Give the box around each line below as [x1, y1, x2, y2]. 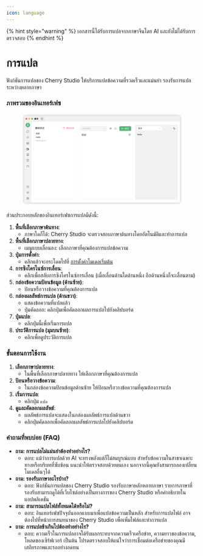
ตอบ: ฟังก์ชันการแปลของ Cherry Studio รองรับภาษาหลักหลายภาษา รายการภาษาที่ [24, 482, 193, 489]
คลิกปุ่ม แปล [24, 397, 47, 405]
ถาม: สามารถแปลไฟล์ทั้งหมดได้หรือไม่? [15, 502, 93, 510]
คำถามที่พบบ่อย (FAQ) [6, 433, 61, 442]
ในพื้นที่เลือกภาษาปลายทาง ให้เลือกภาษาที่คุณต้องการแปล [24, 370, 138, 377]
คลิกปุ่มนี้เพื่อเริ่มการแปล [24, 320, 72, 327]
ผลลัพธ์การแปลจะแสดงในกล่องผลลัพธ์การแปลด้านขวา [24, 411, 131, 418]
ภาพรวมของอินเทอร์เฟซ [6, 99, 61, 107]
